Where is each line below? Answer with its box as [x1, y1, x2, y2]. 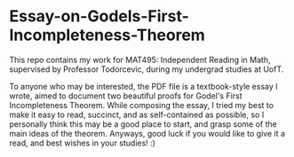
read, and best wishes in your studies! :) [9, 137, 155, 148]
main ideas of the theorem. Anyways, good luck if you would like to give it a [9, 128, 286, 138]
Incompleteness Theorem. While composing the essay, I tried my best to [9, 99, 274, 110]
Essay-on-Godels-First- [9, 6, 189, 27]
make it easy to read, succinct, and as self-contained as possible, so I [9, 109, 265, 120]
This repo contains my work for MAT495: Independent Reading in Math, [9, 54, 271, 65]
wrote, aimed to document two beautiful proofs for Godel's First [9, 90, 242, 101]
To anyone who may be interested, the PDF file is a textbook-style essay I [9, 81, 278, 91]
